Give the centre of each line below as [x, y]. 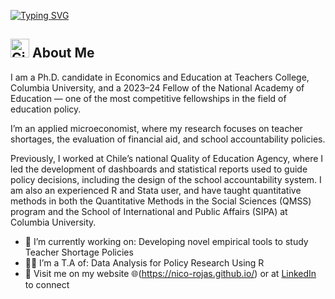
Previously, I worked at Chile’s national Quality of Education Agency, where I [167, 158]
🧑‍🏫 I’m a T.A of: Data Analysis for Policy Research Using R [144, 262]
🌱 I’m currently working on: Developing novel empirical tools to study [166, 241]
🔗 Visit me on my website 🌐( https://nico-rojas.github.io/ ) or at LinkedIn [170, 273]
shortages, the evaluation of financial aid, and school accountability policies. [168, 139]
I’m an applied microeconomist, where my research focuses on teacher [156, 128]
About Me [63, 53]
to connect [47, 284]
